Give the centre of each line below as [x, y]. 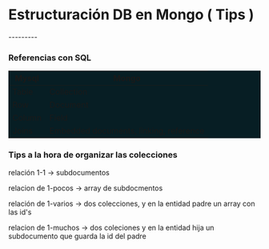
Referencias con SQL [50, 58]
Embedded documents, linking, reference [127, 131]
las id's [20, 212]
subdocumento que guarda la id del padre [77, 236]
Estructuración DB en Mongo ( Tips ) [131, 15]
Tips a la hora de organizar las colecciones [93, 155]
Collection [68, 92]
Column [27, 118]
